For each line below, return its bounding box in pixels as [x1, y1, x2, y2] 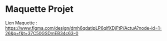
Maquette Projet [5, 3, 73, 15]
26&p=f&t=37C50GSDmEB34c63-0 [5, 30, 78, 36]
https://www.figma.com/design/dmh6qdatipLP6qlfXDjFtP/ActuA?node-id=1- [5, 25, 162, 31]
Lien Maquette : [5, 20, 37, 26]
